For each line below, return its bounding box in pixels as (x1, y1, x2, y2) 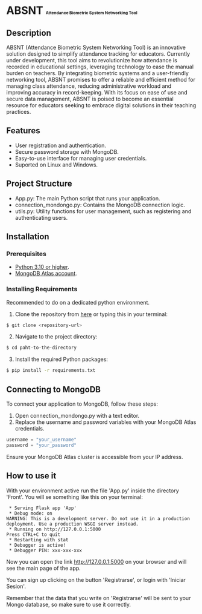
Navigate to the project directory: (14, 333, 98, 340)
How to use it (6, 470, 57, 481)
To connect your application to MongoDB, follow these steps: (6, 400, 159, 408)
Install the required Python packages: (14, 355, 109, 363)
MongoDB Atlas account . (14, 270, 77, 277)
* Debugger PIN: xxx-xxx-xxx (8, 547, 83, 553)
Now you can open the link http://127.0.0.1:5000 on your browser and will (6, 558, 187, 565)
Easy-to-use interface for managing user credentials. (14, 154, 147, 162)
